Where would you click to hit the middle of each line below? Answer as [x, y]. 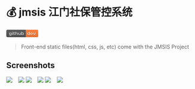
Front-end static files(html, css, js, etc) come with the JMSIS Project [105, 47]
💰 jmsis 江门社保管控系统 [70, 12]
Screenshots [31, 65]
